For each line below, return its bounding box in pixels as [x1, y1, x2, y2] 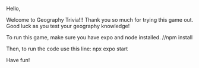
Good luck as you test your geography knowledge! [6, 23, 130, 29]
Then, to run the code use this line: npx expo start [6, 45, 128, 52]
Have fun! [6, 57, 30, 63]
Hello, [6, 5, 21, 12]
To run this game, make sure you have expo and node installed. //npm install [6, 34, 193, 40]
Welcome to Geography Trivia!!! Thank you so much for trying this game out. [6, 16, 194, 23]
